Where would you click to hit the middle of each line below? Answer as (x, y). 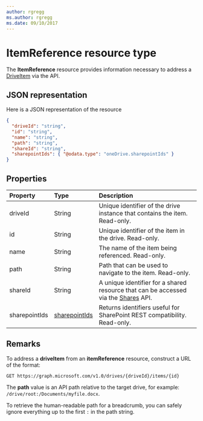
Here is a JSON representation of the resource (64, 110)
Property (22, 195)
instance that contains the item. (143, 213)
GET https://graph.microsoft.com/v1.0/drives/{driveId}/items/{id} (93, 376)
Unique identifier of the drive (140, 206)
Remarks (24, 344)
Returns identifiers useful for (139, 307)
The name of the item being (138, 248)
